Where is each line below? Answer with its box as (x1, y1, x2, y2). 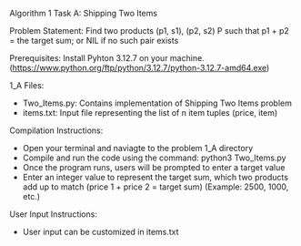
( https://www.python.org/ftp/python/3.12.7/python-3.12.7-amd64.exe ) (9, 63, 270, 73)
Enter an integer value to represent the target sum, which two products (22, 172, 289, 182)
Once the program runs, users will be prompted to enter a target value (22, 162, 286, 172)
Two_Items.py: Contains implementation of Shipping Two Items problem (22, 97, 293, 108)
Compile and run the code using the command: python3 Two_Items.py (22, 152, 286, 163)
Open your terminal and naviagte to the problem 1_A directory (22, 143, 254, 153)
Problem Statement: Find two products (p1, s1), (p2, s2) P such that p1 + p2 (9, 26, 289, 36)
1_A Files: (9, 80, 45, 90)
